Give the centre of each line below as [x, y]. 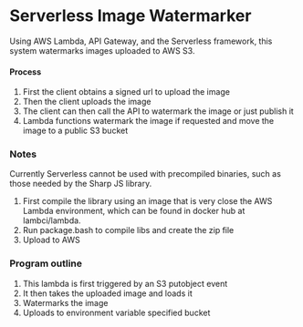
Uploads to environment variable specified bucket [116, 312]
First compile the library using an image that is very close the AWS [147, 201]
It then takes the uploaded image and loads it [108, 293]
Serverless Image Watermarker [131, 16]
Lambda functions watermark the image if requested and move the [148, 121]
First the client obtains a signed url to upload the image [126, 92]
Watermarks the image [65, 302]
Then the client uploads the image [87, 102]
